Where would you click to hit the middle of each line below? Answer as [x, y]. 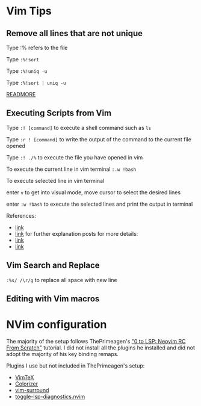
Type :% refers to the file [37, 48]
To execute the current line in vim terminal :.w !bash [71, 169]
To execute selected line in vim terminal [55, 180]
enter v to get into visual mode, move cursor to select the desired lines [94, 192]
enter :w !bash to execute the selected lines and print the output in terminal [100, 204]
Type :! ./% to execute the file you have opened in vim [75, 157]
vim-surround [32, 390]
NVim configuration [57, 324]
